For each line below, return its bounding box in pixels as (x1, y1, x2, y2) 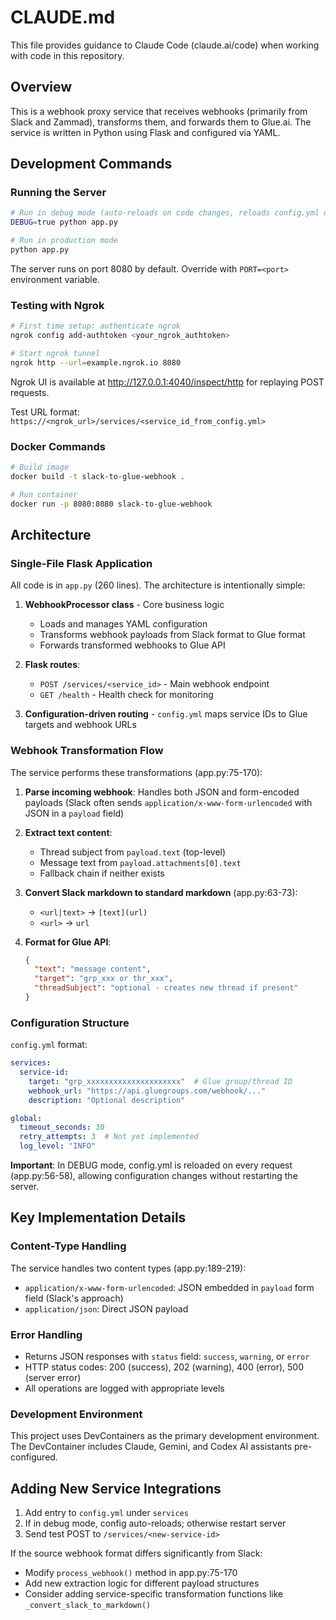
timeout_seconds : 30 (19, 1122, 105, 1133)
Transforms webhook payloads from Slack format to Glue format (39, 629, 306, 641)
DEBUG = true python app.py (10, 217, 118, 228)
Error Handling (10, 1327, 83, 1341)
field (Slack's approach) (24, 1292, 124, 1304)
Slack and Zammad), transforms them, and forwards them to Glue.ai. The (10, 116, 312, 128)
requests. (10, 386, 50, 398)
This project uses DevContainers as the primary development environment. (10, 1430, 320, 1442)
